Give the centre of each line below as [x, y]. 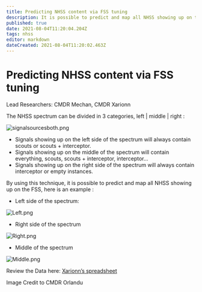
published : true [26, 23]
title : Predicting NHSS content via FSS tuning [67, 12]
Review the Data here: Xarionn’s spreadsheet [62, 270]
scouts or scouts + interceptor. [53, 145]
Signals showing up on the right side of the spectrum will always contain [104, 165]
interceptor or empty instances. [54, 171]
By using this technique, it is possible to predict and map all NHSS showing [99, 183]
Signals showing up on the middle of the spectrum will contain [92, 152]
